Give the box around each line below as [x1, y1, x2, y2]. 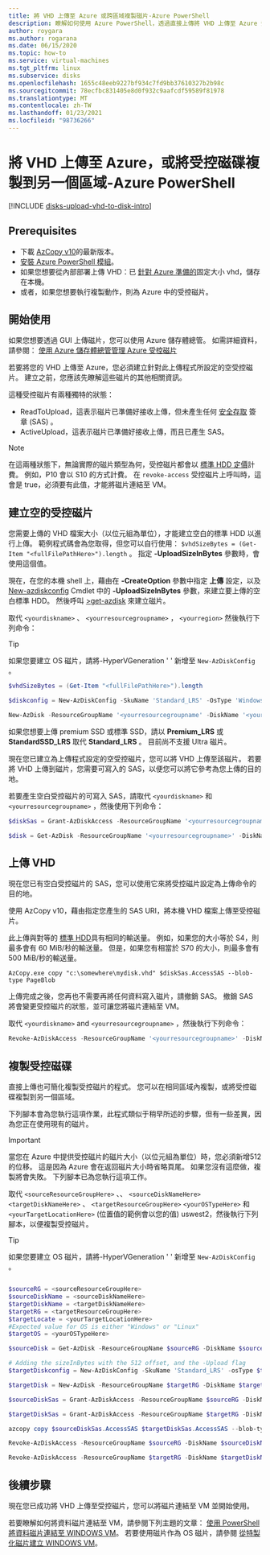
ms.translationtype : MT [8, 94, 88, 102]
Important [8, 1136, 41, 1145]
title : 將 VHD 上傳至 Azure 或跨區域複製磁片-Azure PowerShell [8, 11, 211, 20]
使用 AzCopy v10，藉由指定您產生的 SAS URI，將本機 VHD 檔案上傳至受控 [8, 906, 254, 916]
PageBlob [26, 976, 56, 984]
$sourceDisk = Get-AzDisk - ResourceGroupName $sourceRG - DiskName [8, 1345, 235, 1353]
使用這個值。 [8, 559, 51, 568]
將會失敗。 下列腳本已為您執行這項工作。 [14, 1172, 151, 1182]
